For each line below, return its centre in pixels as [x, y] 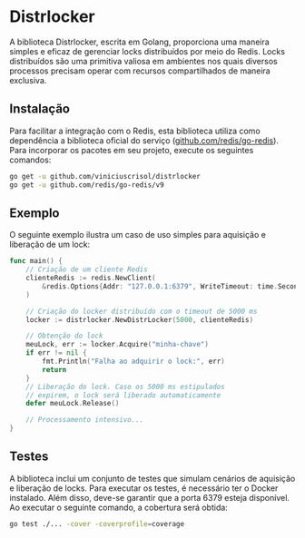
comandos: [30, 160]
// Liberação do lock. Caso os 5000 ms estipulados [125, 386]
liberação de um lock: [50, 245]
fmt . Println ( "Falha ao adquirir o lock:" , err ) [133, 362]
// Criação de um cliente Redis [87, 269]
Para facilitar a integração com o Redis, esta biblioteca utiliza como [135, 131]
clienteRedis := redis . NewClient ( [91, 279]
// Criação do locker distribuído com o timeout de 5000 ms [142, 311]
